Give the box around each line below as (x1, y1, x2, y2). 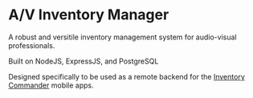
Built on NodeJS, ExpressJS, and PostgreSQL (8, 56, 159, 66)
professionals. (8, 40, 55, 50)
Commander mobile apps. (8, 80, 94, 90)
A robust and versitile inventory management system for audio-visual (8, 32, 237, 42)
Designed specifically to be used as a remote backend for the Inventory (8, 71, 245, 81)
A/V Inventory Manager (8, 6, 169, 24)
